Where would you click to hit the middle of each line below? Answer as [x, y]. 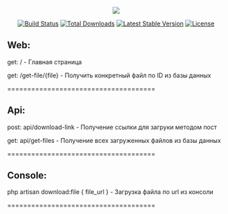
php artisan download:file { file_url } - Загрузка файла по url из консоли [111, 192]
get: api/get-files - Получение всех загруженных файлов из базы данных [114, 140]
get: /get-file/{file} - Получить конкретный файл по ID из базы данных [109, 75]
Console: [27, 176]
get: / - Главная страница [45, 61]
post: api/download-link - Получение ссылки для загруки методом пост [112, 127]
